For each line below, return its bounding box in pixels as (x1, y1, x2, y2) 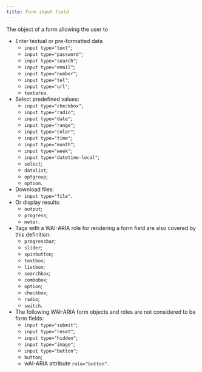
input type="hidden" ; (24, 334, 78, 341)
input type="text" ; (24, 44, 73, 51)
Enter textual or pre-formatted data (15, 37, 103, 44)
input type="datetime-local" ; (24, 153, 100, 161)
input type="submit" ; (24, 321, 78, 328)
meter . (24, 218, 40, 225)
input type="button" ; (24, 347, 78, 354)
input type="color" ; (24, 127, 75, 135)
